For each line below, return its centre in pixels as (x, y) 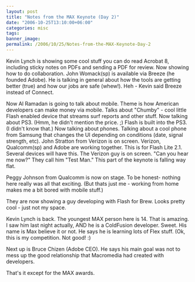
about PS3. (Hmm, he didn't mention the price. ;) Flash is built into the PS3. (97, 122)
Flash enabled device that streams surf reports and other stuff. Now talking (97, 116)
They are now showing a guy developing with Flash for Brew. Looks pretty (95, 201)
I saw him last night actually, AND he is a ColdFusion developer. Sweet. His (96, 225)
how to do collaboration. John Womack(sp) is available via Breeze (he (90, 73)
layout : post (22, 11)
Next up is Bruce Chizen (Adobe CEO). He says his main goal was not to (93, 249)
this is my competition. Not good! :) (48, 237)
